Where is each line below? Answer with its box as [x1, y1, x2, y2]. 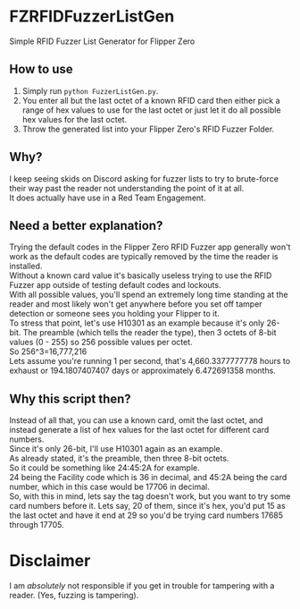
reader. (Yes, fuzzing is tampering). [9, 590, 139, 601]
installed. [9, 261, 43, 272]
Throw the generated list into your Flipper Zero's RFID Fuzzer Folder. [21, 123, 275, 134]
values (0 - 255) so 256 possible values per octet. [9, 337, 194, 348]
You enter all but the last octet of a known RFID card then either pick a [21, 95, 280, 106]
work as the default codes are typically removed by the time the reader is [9, 251, 279, 262]
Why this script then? [9, 391, 131, 406]
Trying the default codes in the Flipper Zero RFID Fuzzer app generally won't [9, 241, 291, 252]
